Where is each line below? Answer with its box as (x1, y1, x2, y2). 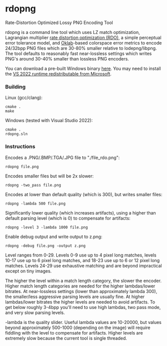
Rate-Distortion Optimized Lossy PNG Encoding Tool (5, 19, 113, 25)
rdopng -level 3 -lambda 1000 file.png (5, 224, 88, 230)
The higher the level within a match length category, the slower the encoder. (5, 277, 162, 283)
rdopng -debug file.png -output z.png (5, 243, 86, 248)
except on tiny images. (5, 268, 52, 274)
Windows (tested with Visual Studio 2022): (5, 117, 93, 123)
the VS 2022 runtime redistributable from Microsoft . (5, 70, 112, 76)
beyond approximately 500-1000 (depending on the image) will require (5, 324, 151, 330)
